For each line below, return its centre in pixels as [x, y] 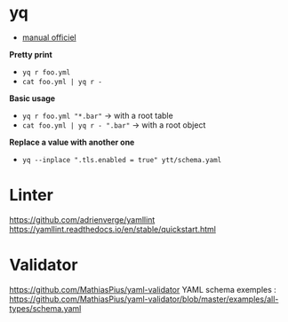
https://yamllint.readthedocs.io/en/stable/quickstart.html [112, 229]
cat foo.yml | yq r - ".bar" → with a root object [114, 125]
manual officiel [49, 37]
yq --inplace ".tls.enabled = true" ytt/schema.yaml [122, 160]
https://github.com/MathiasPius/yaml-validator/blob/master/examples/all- [144, 299]
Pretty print [31, 54]
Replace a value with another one [72, 142]
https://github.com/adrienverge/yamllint [82, 219]
